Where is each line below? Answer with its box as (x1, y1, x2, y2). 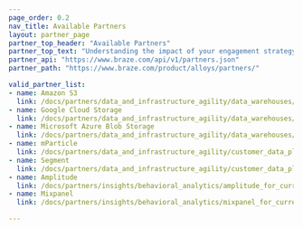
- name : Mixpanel (8, 189, 74, 199)
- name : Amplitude (8, 173, 78, 182)
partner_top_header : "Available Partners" (8, 38, 171, 48)
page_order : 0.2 (8, 13, 70, 23)
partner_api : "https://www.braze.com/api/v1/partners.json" (8, 55, 241, 64)
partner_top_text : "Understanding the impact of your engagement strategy (8, 47, 297, 56)
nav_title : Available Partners (8, 22, 127, 31)
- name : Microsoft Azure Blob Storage (8, 122, 155, 131)
